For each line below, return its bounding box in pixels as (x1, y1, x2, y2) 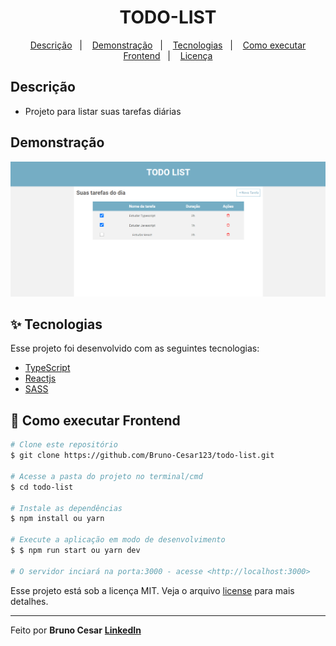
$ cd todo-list (10, 482, 74, 492)
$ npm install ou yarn (10, 514, 105, 524)
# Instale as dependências (10, 503, 123, 513)
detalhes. (10, 595, 49, 607)
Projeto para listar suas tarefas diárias (24, 105, 182, 117)
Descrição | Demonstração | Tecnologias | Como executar (29, 39, 307, 51)
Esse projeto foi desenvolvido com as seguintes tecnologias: (10, 342, 260, 355)
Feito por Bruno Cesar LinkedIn (10, 624, 142, 636)
